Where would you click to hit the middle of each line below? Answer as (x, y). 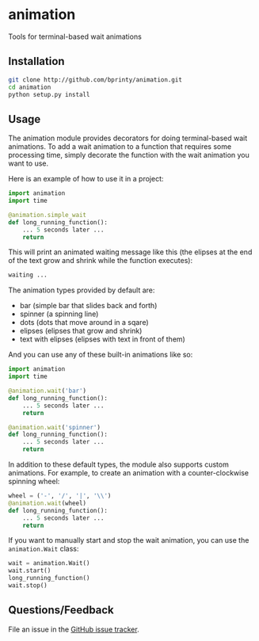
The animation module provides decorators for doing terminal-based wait (128, 138)
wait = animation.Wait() (49, 563)
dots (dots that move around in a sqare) (84, 322)
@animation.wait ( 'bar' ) (48, 391)
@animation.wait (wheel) (48, 503)
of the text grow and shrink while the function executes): (100, 261)
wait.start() (30, 571)
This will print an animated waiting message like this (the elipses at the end (130, 252)
